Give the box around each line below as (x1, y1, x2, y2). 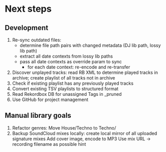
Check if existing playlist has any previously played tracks (12, 80, 133, 86)
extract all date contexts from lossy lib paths (19, 53, 113, 59)
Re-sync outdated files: (12, 37, 62, 43)
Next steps (5, 3, 52, 15)
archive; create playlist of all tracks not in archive (12, 75, 116, 81)
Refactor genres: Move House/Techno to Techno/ (12, 124, 117, 131)
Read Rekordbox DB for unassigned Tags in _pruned (12, 91, 122, 97)
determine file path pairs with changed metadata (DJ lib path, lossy (19, 42, 161, 48)
